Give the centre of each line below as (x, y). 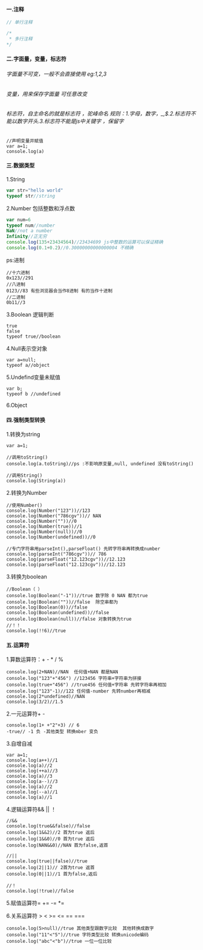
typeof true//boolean (34, 336)
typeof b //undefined (34, 394)
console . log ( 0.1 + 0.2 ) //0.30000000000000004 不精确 (70, 248)
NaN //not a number (29, 231)
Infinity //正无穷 (27, 237)
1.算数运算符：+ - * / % (35, 659)
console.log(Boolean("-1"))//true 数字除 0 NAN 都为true (77, 596)
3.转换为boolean (27, 577)
